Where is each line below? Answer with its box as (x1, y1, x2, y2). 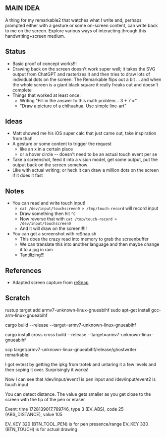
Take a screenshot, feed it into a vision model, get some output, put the (12, 156, 158, 163)
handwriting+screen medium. (5, 33, 65, 39)
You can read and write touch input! (12, 200, 86, 206)
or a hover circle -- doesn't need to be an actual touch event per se (19, 151, 158, 157)
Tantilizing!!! (19, 252, 45, 258)
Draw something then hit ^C (19, 211, 76, 217)
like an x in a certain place (19, 146, 73, 152)
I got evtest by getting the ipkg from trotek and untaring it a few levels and (5, 361, 157, 367)
